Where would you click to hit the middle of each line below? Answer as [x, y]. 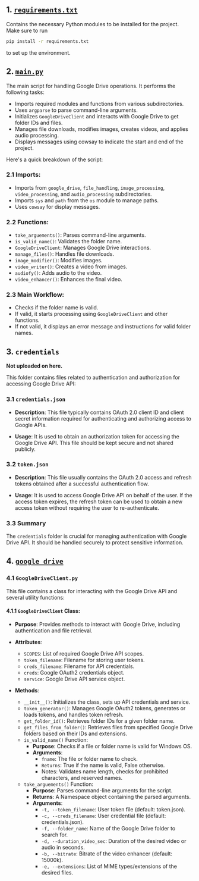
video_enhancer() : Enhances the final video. [69, 280]
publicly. [25, 449]
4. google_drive [35, 561]
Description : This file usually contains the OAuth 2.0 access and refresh [103, 477]
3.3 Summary [26, 523]
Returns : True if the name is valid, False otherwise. [103, 765]
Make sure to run [27, 30]
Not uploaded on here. [34, 366]
